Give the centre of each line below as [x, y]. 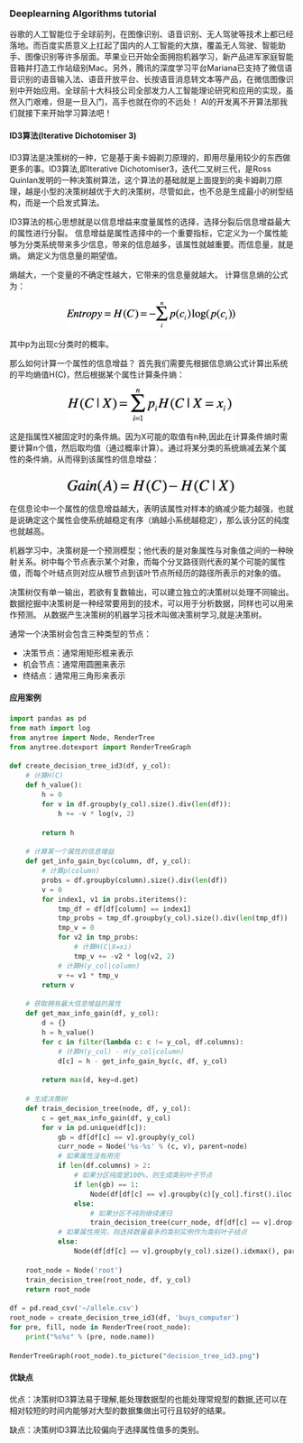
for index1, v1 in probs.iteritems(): [115, 899]
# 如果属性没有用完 [88, 1156]
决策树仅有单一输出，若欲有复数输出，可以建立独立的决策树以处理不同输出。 [151, 592]
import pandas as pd [48, 719]
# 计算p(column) [71, 871]
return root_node [58, 1289]
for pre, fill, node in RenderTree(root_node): [101, 1328]
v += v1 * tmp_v [88, 975]
